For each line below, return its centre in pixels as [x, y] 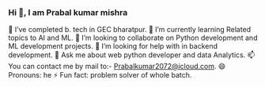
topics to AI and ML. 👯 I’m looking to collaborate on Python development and [133, 38]
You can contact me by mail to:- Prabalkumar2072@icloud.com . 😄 [117, 67]
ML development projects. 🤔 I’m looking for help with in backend [113, 46]
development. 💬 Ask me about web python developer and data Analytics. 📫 [132, 55]
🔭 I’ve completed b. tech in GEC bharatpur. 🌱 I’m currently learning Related [130, 30]
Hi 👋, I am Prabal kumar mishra [68, 13]
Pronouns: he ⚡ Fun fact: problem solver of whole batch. [100, 75]
